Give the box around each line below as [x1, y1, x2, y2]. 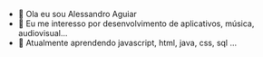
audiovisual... [17, 28, 68, 38]
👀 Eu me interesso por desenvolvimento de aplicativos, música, [17, 18, 255, 29]
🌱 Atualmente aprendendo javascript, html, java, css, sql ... [17, 37, 238, 48]
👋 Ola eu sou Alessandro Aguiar [17, 9, 138, 19]
